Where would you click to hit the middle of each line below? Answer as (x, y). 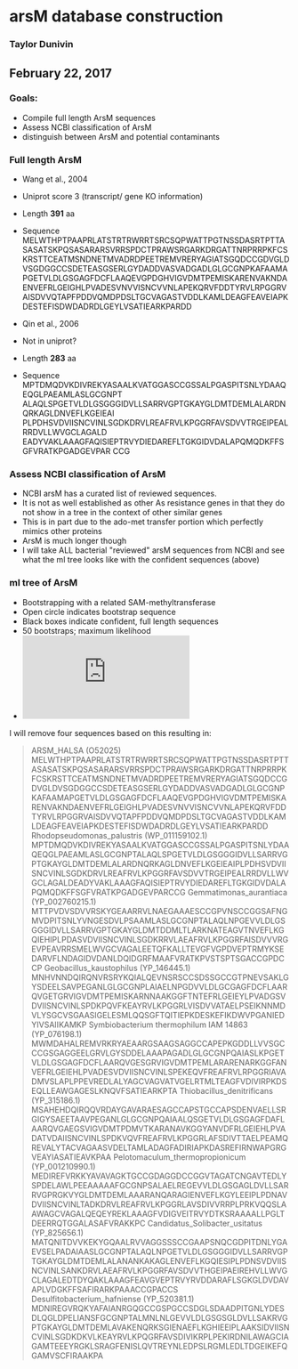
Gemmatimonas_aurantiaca (237, 892)
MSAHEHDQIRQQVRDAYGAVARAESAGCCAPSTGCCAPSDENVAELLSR (158, 1109)
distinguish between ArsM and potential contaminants (121, 136)
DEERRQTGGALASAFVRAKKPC (88, 1223)
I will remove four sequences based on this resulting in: (110, 733)
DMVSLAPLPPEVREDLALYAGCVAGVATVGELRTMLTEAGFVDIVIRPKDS (159, 1081)
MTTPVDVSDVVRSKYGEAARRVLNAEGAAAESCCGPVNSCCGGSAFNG (159, 911)
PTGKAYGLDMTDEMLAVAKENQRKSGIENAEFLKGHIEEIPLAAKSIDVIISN (160, 1327)
